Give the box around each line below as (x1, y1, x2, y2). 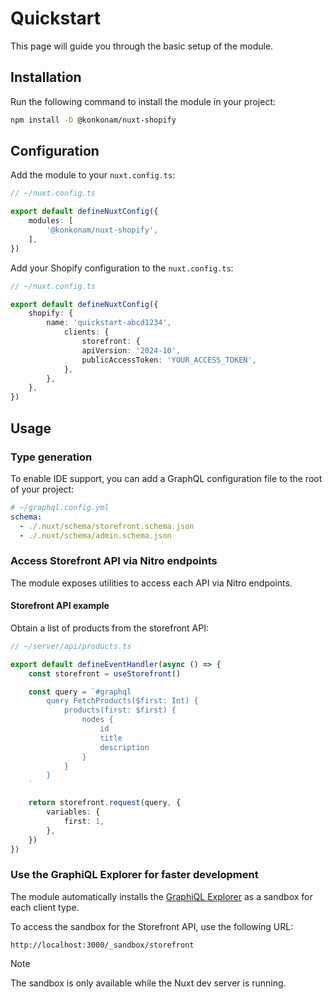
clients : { (63, 327, 110, 337)
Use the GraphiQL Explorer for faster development (10, 868, 259, 882)
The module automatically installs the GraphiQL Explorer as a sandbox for (10, 890, 313, 902)
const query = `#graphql (28, 687, 132, 697)
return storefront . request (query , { (28, 798, 182, 808)
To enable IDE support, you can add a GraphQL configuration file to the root (10, 472, 323, 484)
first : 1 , (63, 816, 105, 826)
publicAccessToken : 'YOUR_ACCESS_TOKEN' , (81, 355, 257, 365)
